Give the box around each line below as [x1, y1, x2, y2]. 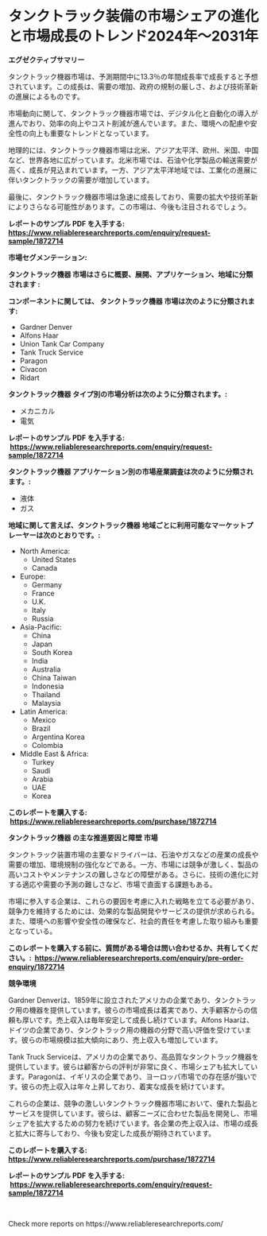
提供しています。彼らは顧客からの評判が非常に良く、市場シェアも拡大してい [8, 1062, 258, 1071]
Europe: [19, 572, 46, 581]
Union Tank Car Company [19, 339, 105, 348]
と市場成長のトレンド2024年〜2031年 [8, 27, 259, 45]
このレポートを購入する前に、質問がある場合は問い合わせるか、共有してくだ [8, 943, 258, 952]
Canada [31, 563, 58, 572]
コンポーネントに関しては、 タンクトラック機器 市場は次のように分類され [8, 296, 248, 306]
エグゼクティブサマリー [8, 55, 85, 64]
